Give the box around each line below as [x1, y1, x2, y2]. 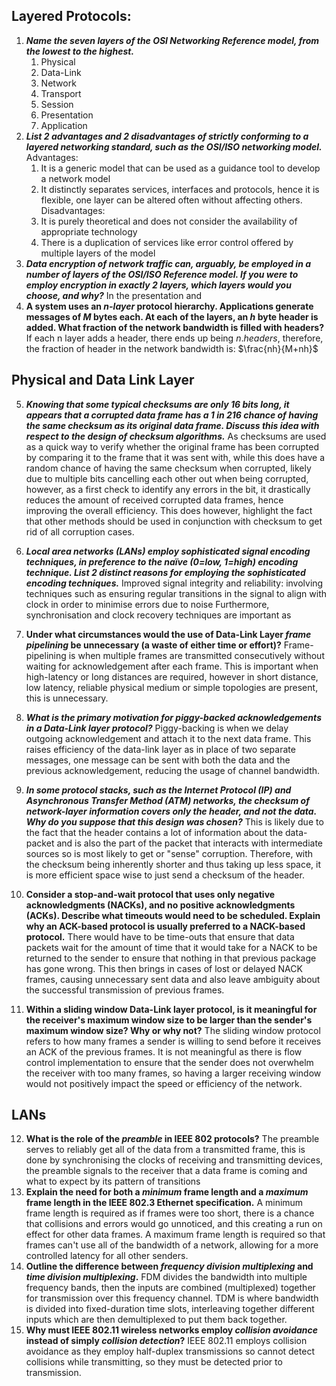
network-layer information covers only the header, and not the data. [25, 805, 317, 817]
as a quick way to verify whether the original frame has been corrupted [25, 440, 320, 453]
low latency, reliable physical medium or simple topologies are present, [25, 681, 319, 693]
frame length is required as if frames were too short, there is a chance [25, 1207, 315, 1219]
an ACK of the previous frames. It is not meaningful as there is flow [25, 1045, 303, 1058]
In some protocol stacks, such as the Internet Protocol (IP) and [25, 784, 292, 796]
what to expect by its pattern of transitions [25, 1175, 201, 1188]
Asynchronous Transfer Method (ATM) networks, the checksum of [25, 794, 310, 806]
